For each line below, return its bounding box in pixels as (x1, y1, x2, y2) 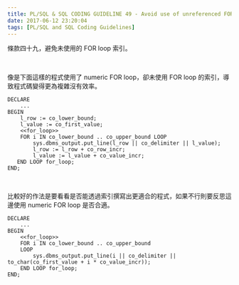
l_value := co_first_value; (20, 121, 103, 128)
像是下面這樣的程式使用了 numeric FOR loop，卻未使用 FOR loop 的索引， (7, 73, 223, 82)
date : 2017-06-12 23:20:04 (7, 17, 87, 24)
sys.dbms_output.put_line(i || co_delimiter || (33, 252, 176, 260)
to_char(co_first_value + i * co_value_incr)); (7, 259, 152, 266)
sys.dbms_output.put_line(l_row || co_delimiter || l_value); (33, 140, 221, 147)
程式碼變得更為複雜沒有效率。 (13, 82, 101, 90)
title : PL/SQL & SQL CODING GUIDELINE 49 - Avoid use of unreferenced (7, 10, 221, 18)
